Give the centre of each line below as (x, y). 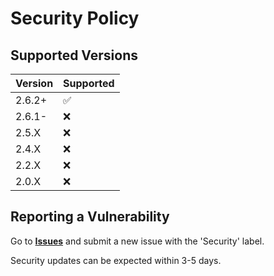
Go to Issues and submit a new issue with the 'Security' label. (137, 241)
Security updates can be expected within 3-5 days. (116, 260)
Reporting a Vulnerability (90, 217)
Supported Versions (74, 55)
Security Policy (75, 18)
